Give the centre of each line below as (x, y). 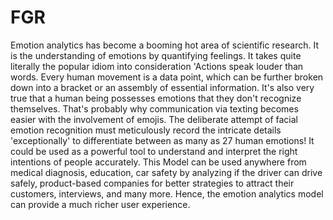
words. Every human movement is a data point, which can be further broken (167, 77)
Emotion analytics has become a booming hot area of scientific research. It (165, 45)
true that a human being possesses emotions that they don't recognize (156, 98)
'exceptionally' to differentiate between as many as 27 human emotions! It (162, 140)
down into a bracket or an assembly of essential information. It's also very (162, 87)
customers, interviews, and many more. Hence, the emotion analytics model (167, 193)
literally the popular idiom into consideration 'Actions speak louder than (157, 66)
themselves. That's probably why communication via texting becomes (154, 108)
